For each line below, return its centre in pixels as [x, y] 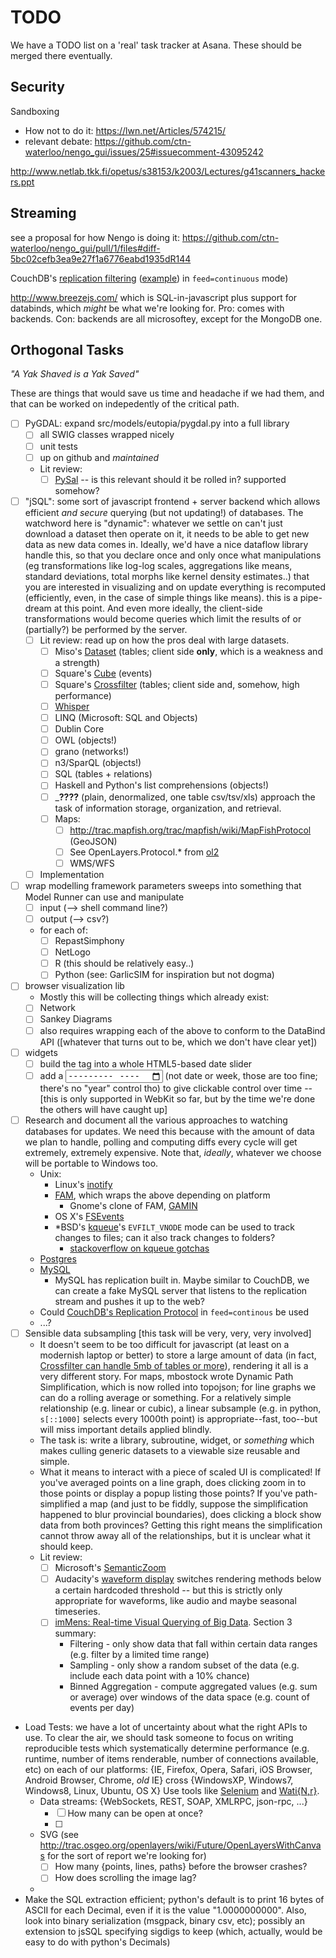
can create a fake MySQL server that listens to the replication [181, 1291]
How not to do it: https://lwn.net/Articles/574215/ [125, 130]
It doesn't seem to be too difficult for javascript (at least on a [164, 1345]
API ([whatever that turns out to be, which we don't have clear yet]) [178, 1042]
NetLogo [72, 952]
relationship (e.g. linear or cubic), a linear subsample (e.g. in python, [180, 1408]
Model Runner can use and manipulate [104, 897]
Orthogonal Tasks [67, 349]
